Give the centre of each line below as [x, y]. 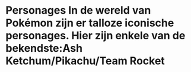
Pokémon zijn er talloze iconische [90, 23]
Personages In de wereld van [78, 10]
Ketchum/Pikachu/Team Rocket [85, 61]
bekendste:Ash [44, 48]
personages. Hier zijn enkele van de [95, 36]
